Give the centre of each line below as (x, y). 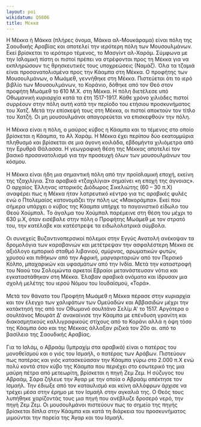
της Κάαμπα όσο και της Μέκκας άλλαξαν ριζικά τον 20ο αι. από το (91, 328)
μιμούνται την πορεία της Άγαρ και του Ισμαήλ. (65, 418)
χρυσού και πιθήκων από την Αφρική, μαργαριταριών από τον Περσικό (94, 258)
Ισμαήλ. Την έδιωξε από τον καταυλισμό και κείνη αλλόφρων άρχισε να (97, 385)
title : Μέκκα (22, 23)
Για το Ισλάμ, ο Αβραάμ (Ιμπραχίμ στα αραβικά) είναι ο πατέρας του (91, 348)
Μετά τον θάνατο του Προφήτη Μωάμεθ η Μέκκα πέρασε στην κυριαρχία (98, 296)
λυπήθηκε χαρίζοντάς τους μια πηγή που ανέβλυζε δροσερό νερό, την (95, 399)
